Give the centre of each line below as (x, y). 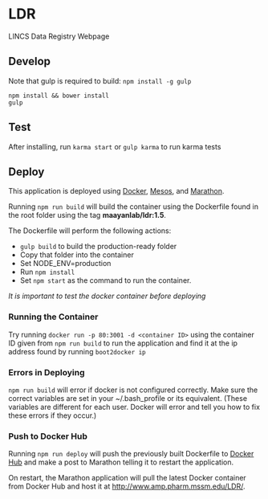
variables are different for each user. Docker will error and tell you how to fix (134, 407)
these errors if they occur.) (53, 415)
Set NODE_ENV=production (65, 264)
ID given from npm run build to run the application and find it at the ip (123, 343)
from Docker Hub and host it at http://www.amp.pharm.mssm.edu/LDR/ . (127, 486)
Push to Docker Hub (48, 436)
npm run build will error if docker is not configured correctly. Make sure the (133, 390)
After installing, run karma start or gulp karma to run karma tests (115, 146)
